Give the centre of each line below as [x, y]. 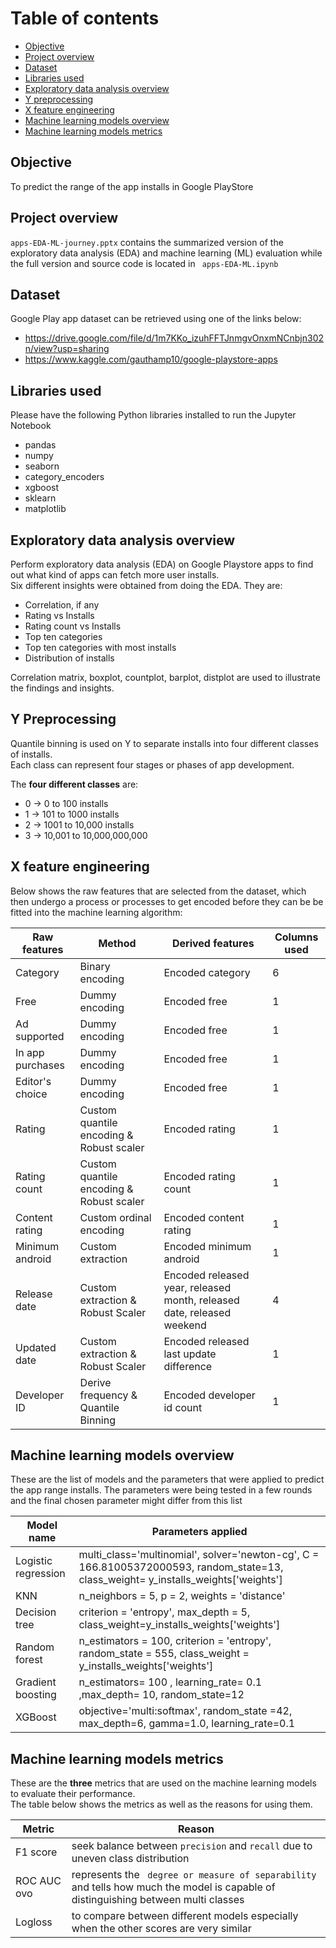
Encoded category [207, 972]
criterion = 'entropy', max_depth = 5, [164, 1612]
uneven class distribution [130, 1859]
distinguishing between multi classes [158, 1900]
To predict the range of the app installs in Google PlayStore [132, 186]
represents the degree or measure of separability [194, 1875]
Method [117, 943]
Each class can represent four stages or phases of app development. [152, 764]
